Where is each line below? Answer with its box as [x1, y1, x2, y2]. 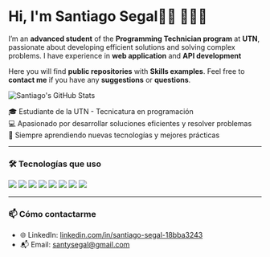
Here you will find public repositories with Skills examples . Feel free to [8, 66, 245, 75]
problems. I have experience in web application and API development [8, 51, 242, 60]
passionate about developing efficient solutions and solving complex [8, 42, 235, 51]
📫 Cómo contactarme [8, 209, 96, 220]
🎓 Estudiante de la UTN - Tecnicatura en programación [8, 106, 194, 116]
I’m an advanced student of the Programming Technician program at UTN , [8, 34, 260, 43]
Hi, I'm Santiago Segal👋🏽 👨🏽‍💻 [8, 7, 207, 26]
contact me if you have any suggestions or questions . [8, 75, 191, 84]
